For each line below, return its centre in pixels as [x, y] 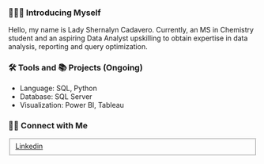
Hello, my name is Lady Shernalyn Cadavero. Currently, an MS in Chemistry [131, 30]
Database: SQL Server [56, 96]
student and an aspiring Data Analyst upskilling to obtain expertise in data [128, 38]
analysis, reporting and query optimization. [78, 47]
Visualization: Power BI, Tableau [72, 105]
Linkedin [29, 146]
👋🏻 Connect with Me [48, 125]
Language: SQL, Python [58, 88]
